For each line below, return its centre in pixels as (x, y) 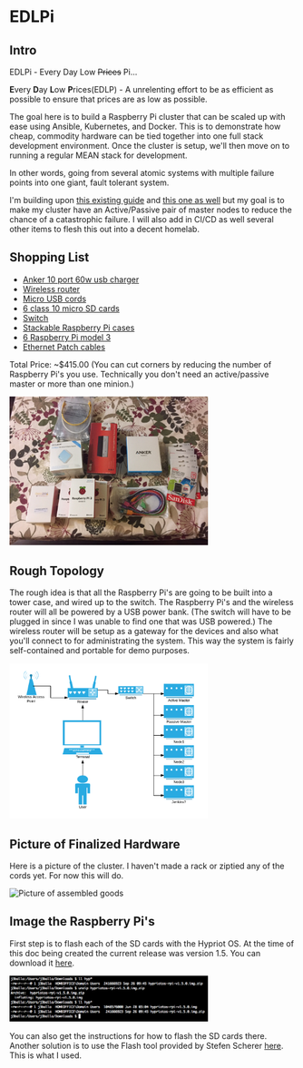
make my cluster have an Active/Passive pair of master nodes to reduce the (151, 210)
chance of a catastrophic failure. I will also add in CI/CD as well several (142, 219)
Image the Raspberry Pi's (83, 921)
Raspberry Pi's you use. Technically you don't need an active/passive (139, 374)
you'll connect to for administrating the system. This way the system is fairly (152, 641)
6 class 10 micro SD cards (71, 308)
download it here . (42, 963)
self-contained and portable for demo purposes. (100, 651)
